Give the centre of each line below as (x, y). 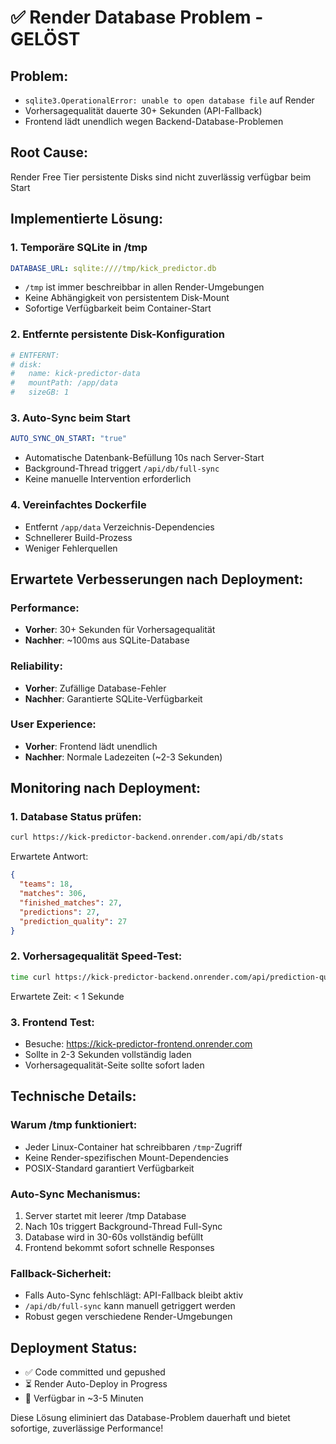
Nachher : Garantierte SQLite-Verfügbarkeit (113, 698)
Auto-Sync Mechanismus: (75, 1194)
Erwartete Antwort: (49, 857)
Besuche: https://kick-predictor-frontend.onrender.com (138, 1043)
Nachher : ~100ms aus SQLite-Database (107, 640)
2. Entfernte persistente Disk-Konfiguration (117, 334)
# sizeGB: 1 (40, 392)
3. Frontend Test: (52, 1022)
